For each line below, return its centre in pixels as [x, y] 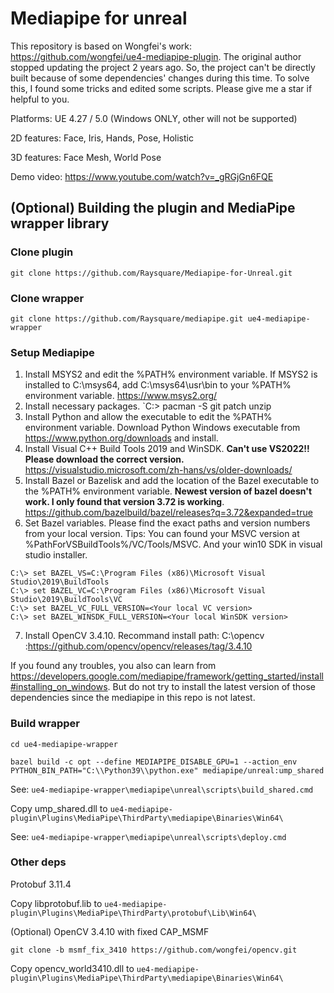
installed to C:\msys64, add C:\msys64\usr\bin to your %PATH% [158, 385]
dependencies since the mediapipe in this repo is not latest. [133, 698]
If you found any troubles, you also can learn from [113, 666]
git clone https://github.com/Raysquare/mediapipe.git [127, 318]
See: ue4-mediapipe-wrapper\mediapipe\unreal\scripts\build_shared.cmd [162, 789]
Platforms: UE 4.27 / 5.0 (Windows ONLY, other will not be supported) [154, 118]
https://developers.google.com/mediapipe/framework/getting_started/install [167, 676]
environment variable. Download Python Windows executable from [162, 428]
